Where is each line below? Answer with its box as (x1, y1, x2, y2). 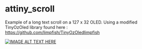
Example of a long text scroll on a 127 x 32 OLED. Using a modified (5, 19, 138, 25)
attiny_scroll (5, 3, 55, 14)
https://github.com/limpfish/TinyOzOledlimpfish (5, 29, 100, 35)
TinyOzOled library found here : (5, 24, 68, 30)
